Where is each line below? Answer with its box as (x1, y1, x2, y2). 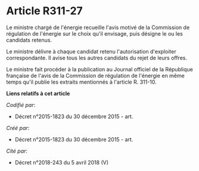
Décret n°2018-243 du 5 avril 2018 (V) (14, 159, 109, 166)
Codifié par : (6, 101, 36, 108)
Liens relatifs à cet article (6, 90, 70, 97)
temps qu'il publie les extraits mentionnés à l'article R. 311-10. (6, 78, 157, 85)
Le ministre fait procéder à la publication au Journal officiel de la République (6, 65, 194, 72)
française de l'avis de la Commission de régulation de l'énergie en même (6, 72, 185, 79)
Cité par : (6, 147, 28, 154)
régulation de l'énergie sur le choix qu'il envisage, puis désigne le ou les (6, 30, 183, 37)
